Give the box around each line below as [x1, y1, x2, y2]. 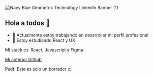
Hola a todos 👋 [5, 19, 50, 27]
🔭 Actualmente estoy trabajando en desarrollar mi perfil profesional [12, 32, 149, 38]
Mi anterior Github [5, 56, 42, 62]
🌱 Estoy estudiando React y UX [12, 37, 75, 43]
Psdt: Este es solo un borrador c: [5, 66, 72, 72]
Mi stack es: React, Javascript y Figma [5, 47, 84, 53]
